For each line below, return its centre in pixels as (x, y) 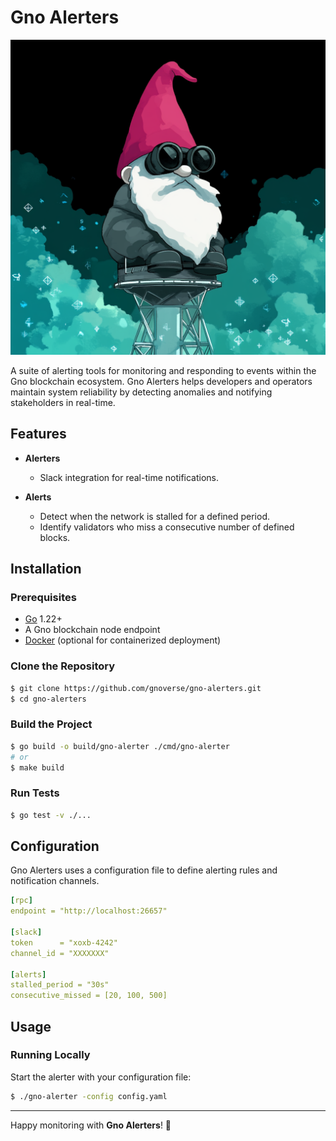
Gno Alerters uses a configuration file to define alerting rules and (144, 870)
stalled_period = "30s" (60, 985)
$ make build (37, 767)
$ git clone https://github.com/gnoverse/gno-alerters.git (136, 688)
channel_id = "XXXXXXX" (60, 953)
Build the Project (51, 724)
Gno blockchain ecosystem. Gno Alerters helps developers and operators (161, 381)
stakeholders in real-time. (63, 402)
